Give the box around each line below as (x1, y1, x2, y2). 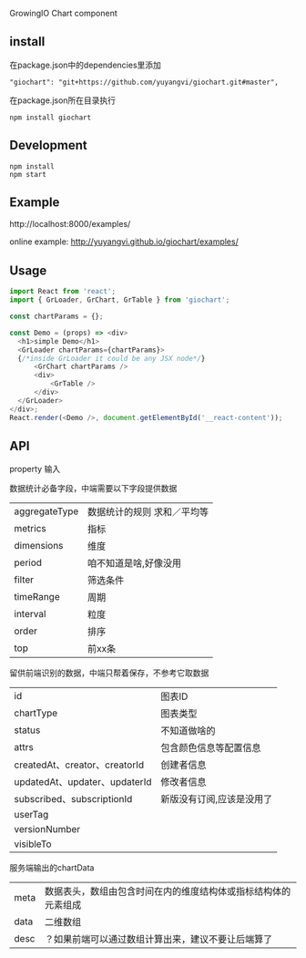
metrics (14, 522, 47, 535)
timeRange (14, 591, 61, 603)
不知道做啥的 (160, 725, 216, 737)
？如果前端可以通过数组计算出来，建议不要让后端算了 (44, 933, 273, 946)
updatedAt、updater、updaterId (14, 776, 152, 788)
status (14, 724, 41, 737)
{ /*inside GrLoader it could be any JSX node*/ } (17, 354, 206, 363)
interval (14, 608, 46, 621)
